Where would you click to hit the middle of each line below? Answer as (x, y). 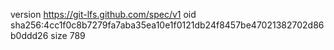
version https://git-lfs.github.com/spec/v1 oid (103, 14)
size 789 (68, 35)
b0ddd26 (29, 35)
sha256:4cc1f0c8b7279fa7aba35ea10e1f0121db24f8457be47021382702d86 (167, 25)
